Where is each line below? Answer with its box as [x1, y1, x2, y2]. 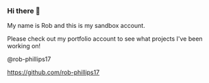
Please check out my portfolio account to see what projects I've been [7, 35, 204, 43]
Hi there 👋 [7, 6, 41, 16]
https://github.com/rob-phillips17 [7, 68, 100, 77]
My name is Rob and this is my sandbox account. [7, 22, 145, 30]
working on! [7, 42, 41, 50]
